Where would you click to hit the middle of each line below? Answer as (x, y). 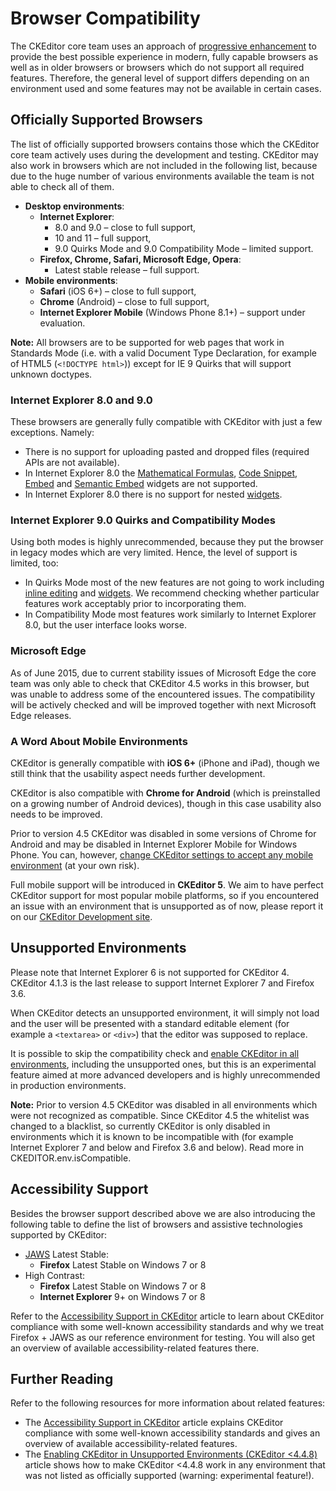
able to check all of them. (62, 186)
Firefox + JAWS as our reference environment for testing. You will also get (163, 1337)
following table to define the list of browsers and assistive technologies (156, 1224)
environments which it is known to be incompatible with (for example (152, 1136)
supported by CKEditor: (59, 1234)
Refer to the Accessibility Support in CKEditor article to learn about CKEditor (167, 1316)
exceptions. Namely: (52, 433)
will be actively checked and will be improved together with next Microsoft (163, 704)
